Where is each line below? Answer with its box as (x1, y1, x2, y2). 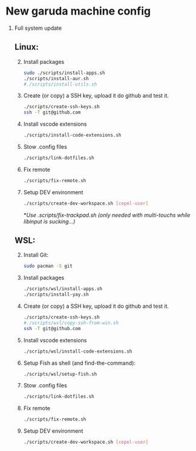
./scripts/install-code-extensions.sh (23, 132, 122, 138)
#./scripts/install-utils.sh (23, 81, 97, 87)
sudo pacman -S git (23, 263, 73, 270)
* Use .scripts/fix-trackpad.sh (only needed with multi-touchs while (23, 211, 191, 219)
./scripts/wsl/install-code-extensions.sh (23, 348, 132, 354)
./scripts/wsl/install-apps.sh (23, 286, 103, 292)
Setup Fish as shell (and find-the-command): (23, 359, 136, 367)
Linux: (14, 42, 39, 52)
